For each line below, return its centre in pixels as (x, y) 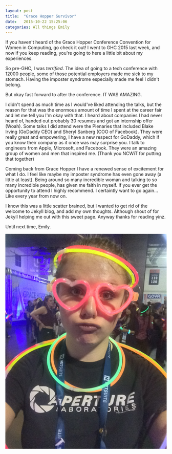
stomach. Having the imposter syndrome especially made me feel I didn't (82, 79)
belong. (13, 85)
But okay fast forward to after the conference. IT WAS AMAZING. (74, 95)
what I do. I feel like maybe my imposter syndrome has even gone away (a (83, 175)
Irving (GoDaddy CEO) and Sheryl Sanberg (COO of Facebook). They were (84, 132)
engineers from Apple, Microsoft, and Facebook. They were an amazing (81, 148)
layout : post (19, 11)
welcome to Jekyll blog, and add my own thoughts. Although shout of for (82, 211)
